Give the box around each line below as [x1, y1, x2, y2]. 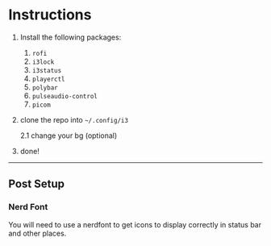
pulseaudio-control [31, 92, 98, 100]
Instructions [8, 6, 92, 24]
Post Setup [8, 177, 65, 191]
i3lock [31, 58, 55, 66]
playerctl [31, 75, 66, 83]
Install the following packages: [19, 32, 122, 42]
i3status [31, 66, 62, 74]
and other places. [8, 228, 67, 238]
